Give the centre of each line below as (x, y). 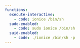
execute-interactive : (32, 14)
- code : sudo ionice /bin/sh (45, 28)
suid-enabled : (24, 33)
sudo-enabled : (24, 24)
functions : (16, 10)
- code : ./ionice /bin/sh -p (45, 38)
